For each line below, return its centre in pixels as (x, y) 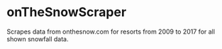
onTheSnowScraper (67, 12)
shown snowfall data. (38, 38)
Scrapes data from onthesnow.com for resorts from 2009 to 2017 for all (111, 31)
